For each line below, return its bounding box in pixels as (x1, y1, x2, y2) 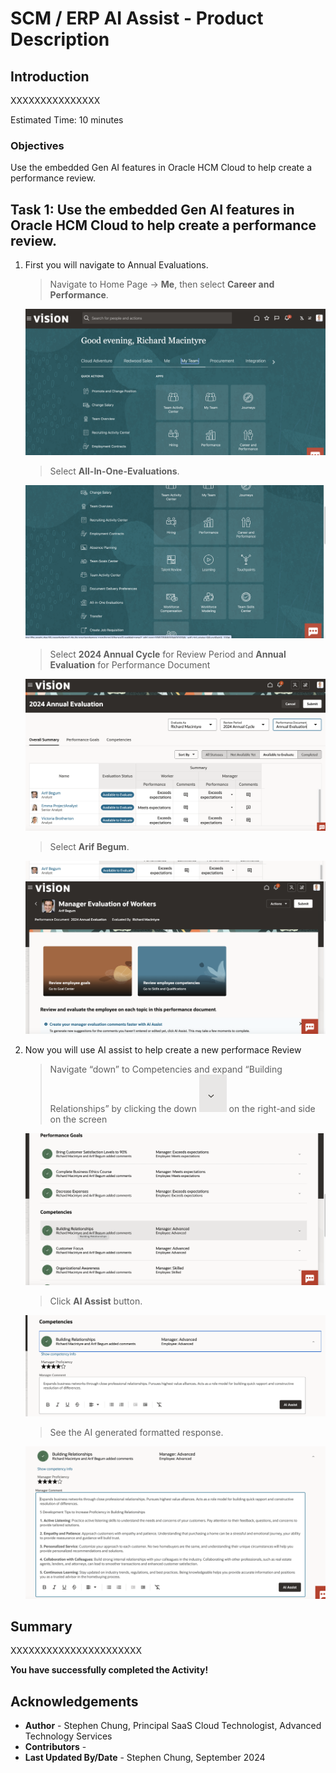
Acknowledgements (10, 1693, 139, 1710)
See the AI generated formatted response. (49, 1426, 224, 1438)
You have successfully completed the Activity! (10, 1664, 209, 1676)
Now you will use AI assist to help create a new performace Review (24, 1043, 302, 1056)
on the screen (49, 1113, 108, 1125)
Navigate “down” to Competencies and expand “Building (49, 1063, 283, 1075)
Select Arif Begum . (49, 841, 130, 853)
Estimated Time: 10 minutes (10, 114, 124, 126)
